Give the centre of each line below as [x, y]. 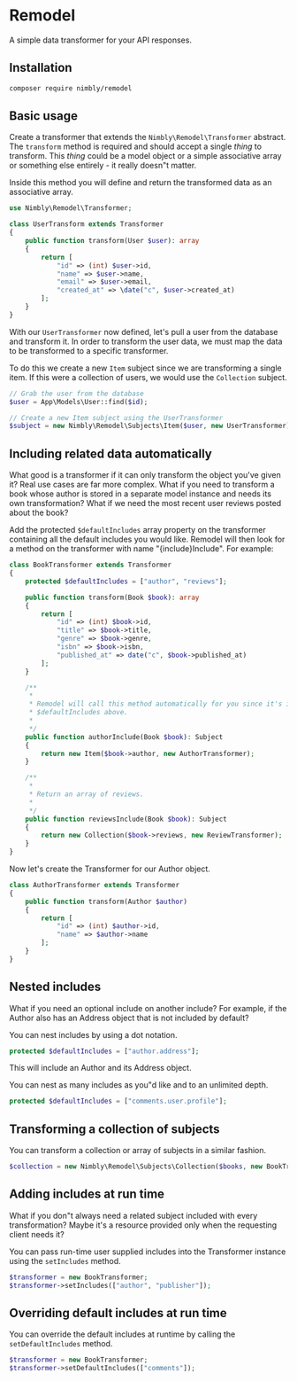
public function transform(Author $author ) [107, 901]
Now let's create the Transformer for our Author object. [110, 869]
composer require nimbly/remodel [71, 88]
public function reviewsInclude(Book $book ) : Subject [126, 819]
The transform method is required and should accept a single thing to [136, 146]
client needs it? [37, 1234]
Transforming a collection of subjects [114, 1129]
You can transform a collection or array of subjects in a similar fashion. [138, 1151]
